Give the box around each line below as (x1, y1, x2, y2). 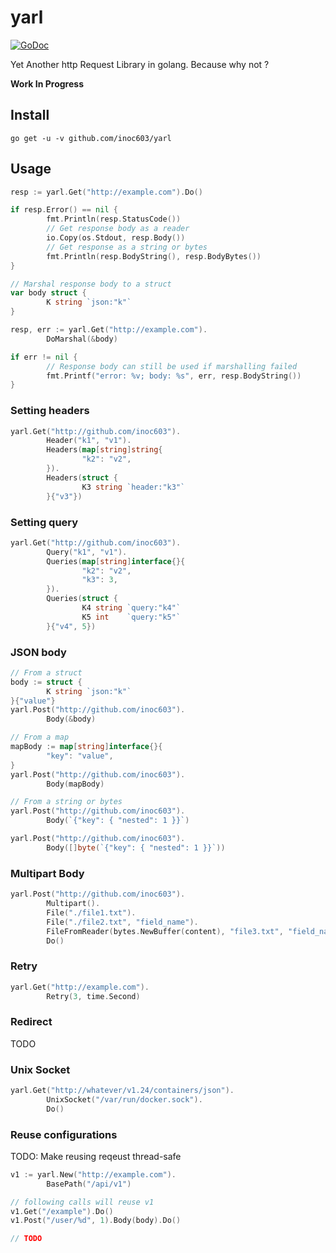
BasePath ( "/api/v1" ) (46, 1179, 132, 1189)
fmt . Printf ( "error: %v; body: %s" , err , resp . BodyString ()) (46, 371, 302, 381)
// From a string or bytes (10, 797, 123, 807)
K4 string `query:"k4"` (81, 603, 182, 613)
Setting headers (10, 404, 90, 418)
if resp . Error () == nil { (10, 205, 118, 215)
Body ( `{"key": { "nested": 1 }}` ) (46, 816, 190, 826)
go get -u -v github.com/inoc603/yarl (10, 133, 172, 143)
